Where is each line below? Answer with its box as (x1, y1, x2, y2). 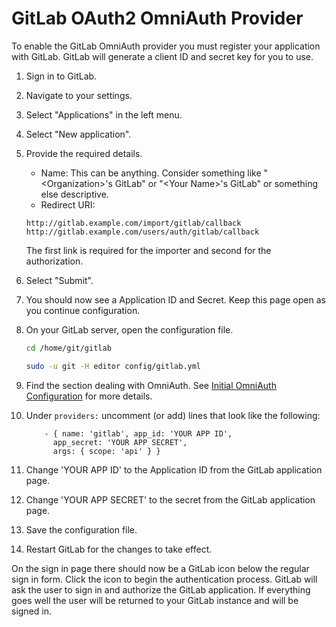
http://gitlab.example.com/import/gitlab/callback (25, 218, 242, 228)
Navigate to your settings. (25, 89, 133, 101)
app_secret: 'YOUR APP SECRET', (52, 437, 188, 447)
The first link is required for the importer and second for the (25, 244, 272, 256)
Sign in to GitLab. (25, 70, 98, 82)
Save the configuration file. (25, 523, 138, 536)
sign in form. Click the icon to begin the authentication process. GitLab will (11, 573, 318, 585)
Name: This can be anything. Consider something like (40, 167, 262, 179)
